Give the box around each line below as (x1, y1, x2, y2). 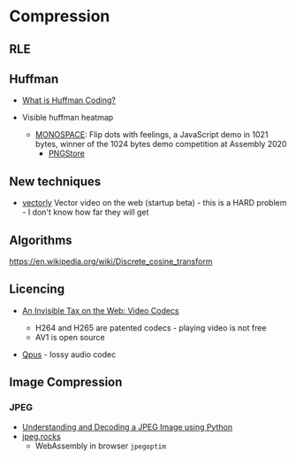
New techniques (9, 174, 102, 189)
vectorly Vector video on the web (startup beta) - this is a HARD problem (21, 198, 287, 208)
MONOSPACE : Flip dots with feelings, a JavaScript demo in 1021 (34, 129, 269, 140)
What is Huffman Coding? (21, 95, 117, 105)
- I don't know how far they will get (21, 207, 149, 218)
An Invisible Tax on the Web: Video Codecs (21, 305, 179, 316)
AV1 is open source (34, 331, 105, 342)
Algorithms (9, 232, 72, 247)
